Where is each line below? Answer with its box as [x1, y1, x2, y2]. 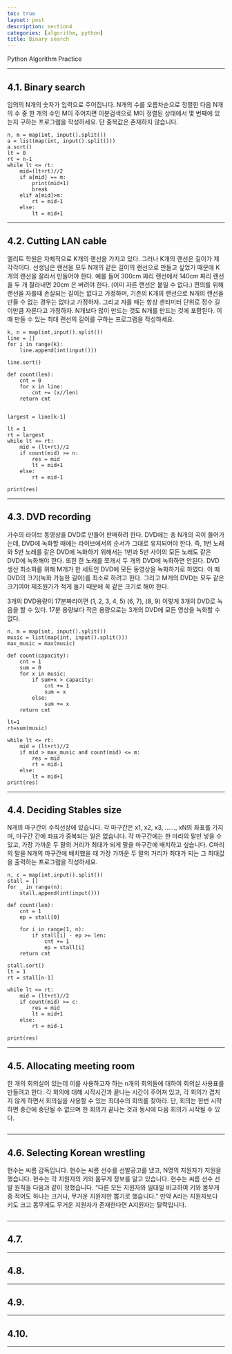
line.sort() [7, 359, 41, 366]
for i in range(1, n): [19, 926, 85, 933]
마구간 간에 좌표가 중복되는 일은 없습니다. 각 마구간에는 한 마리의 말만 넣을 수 [16, 832, 222, 840]
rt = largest [7, 431, 45, 439]
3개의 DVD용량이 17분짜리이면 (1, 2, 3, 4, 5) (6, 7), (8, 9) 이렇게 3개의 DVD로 [7, 597, 216, 605]
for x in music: [19, 670, 67, 677]
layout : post [7, 17, 45, 23]
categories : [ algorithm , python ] [7, 29, 104, 37]
